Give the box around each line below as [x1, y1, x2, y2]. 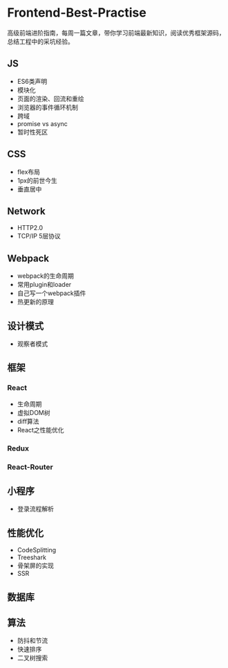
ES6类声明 [17, 77, 47, 85]
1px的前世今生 [17, 176, 57, 184]
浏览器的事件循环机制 [17, 103, 78, 112]
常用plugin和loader [17, 281, 72, 289]
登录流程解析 [17, 504, 54, 513]
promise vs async [17, 119, 68, 128]
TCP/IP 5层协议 [17, 232, 61, 240]
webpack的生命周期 [17, 272, 74, 280]
